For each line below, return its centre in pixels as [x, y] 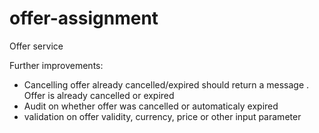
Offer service [36, 46]
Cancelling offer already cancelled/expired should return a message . [166, 84]
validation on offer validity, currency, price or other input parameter [162, 116]
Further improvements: [56, 65]
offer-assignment [84, 18]
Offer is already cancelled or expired [99, 95]
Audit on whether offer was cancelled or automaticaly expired [151, 106]
